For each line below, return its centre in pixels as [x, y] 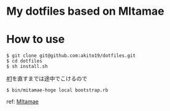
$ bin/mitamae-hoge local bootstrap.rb [57, 90]
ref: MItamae [22, 102]
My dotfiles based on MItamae [85, 11]
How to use [36, 40]
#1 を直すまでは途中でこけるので [47, 78]
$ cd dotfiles [25, 61]
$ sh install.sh [27, 67]
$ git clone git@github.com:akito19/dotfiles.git [71, 56]
